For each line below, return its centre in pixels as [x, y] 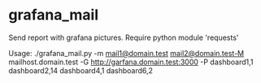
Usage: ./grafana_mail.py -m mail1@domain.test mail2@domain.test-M [126, 53]
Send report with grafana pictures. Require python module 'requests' [124, 37]
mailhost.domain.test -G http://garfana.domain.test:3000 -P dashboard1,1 [131, 62]
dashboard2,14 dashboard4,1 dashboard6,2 [80, 70]
